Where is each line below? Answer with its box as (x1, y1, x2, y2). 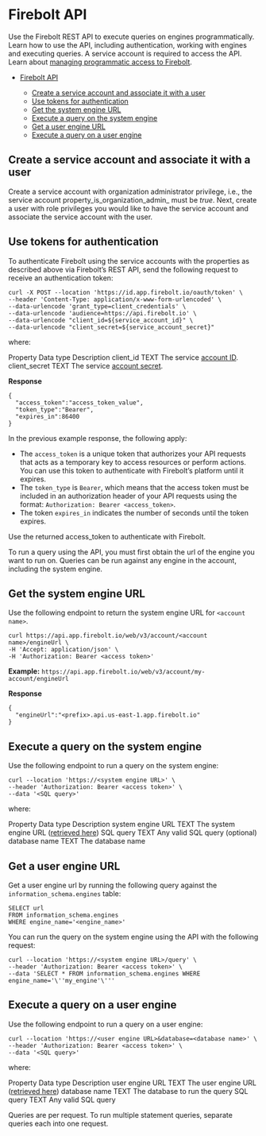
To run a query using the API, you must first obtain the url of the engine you (8, 547, 256, 557)
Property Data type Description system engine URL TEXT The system (8, 820, 236, 829)
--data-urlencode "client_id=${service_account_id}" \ (8, 316, 194, 324)
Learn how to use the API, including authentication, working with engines (8, 40, 248, 49)
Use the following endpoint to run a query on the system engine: (8, 761, 219, 771)
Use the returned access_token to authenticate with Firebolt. (8, 531, 206, 541)
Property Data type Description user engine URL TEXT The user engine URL (8, 1078, 256, 1088)
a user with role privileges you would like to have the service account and (8, 203, 249, 213)
